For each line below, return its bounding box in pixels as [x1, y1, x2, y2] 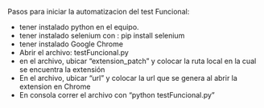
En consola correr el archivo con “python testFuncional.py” [19, 90, 215, 99]
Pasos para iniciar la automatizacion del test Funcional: [7, 7, 190, 16]
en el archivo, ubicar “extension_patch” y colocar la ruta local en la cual [19, 56, 257, 66]
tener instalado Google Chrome [19, 39, 124, 49]
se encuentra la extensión [19, 65, 105, 74]
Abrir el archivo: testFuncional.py [19, 48, 130, 57]
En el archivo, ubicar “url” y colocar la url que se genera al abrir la [19, 74, 238, 82]
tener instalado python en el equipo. [19, 22, 139, 31]
